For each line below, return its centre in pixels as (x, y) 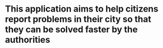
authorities (27, 40)
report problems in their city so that (78, 19)
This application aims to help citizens (82, 9)
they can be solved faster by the (71, 30)
